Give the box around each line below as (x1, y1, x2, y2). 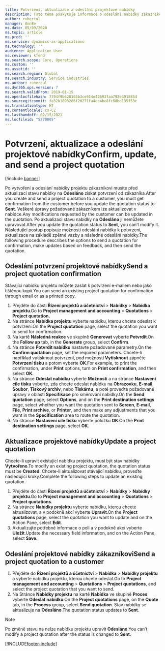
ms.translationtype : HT (5, 103, 54, 108)
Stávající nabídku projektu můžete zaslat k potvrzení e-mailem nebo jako (5, 282, 152, 288)
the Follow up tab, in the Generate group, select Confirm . (12, 339, 130, 345)
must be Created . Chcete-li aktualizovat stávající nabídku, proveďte (5, 468, 142, 474)
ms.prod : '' (5, 35, 29, 40)
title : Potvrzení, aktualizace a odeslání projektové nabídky (5, 7, 135, 12)
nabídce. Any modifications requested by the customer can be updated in (5, 211, 153, 217)
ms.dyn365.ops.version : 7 (5, 85, 58, 90)
